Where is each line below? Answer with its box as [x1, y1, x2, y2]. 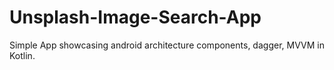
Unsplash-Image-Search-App [9, 6, 262, 29]
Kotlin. [9, 49, 36, 61]
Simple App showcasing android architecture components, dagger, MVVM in [9, 39, 325, 51]
